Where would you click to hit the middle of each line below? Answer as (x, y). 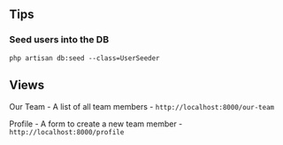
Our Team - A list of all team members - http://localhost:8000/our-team (142, 106)
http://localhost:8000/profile (67, 132)
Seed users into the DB (59, 40)
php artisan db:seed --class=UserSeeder (85, 58)
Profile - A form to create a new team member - (96, 124)
